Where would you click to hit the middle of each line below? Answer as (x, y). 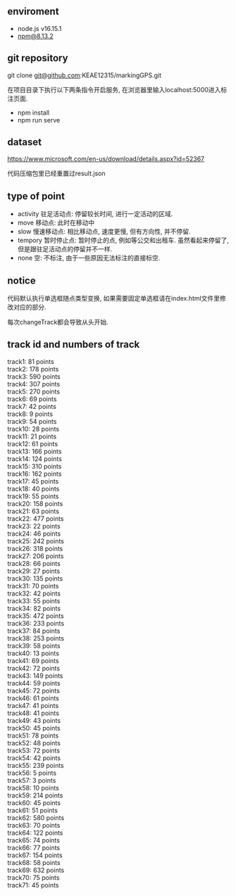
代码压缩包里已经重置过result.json (56, 173)
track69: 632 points (36, 870)
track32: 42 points (34, 593)
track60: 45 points (34, 802)
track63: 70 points (34, 825)
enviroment (33, 12)
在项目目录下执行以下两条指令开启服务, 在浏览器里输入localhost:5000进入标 (117, 89)
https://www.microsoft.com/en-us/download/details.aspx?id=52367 (106, 159)
